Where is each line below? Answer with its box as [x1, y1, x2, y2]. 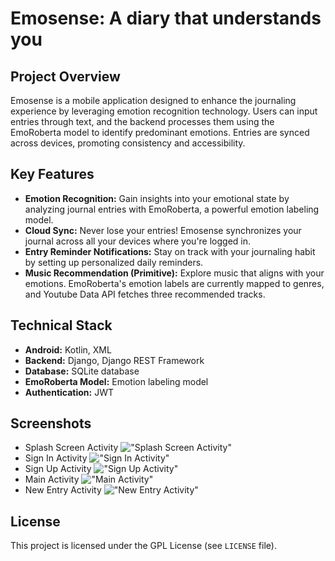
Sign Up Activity [24, 463, 92, 475]
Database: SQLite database [24, 365, 140, 377]
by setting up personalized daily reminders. [24, 256, 204, 268]
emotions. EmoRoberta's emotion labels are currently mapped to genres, [24, 277, 325, 289]
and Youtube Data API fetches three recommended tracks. [24, 288, 266, 300]
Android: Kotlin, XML [24, 343, 112, 356]
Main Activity [24, 473, 80, 486]
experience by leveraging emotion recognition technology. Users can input [10, 105, 318, 117]
